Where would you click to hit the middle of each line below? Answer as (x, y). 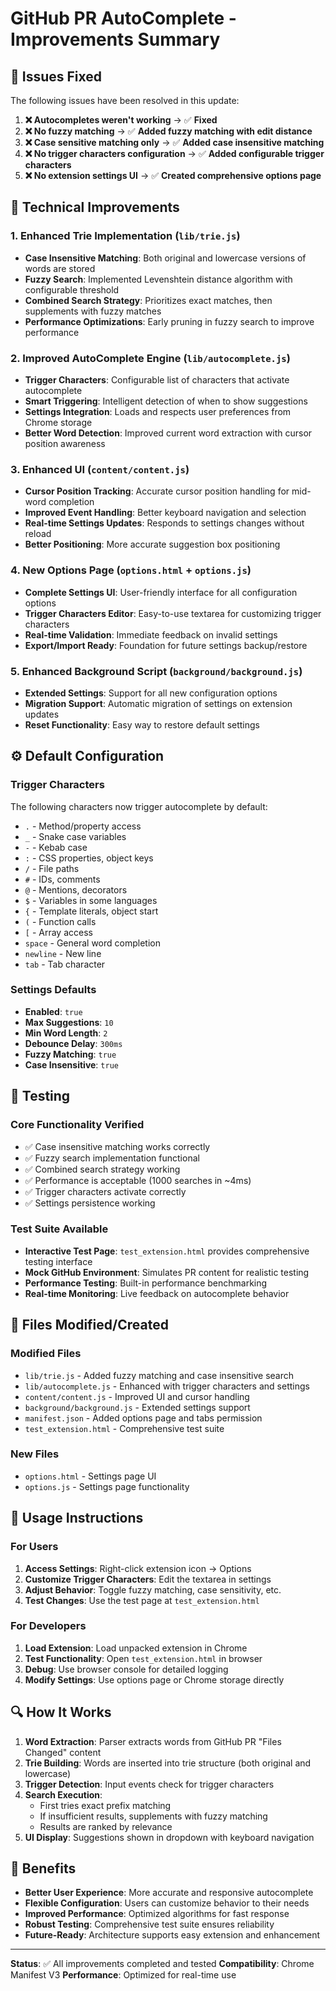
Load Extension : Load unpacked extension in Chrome (136, 1648)
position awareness (65, 443)
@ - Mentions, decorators (76, 889)
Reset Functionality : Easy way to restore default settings (142, 724)
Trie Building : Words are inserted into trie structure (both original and (168, 1763)
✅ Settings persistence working (90, 1203)
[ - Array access (58, 932)
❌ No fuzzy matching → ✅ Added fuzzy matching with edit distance (168, 131)
